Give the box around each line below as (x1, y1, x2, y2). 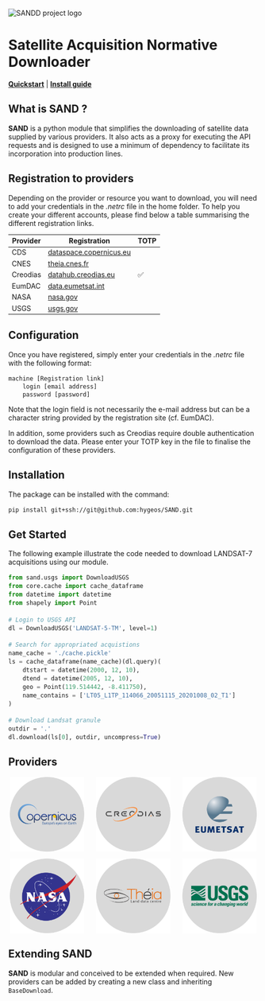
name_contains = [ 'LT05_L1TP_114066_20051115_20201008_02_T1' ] (22, 691, 236, 699)
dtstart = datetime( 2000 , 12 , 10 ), (22, 666, 140, 674)
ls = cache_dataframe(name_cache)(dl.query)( (8, 658, 161, 666)
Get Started (8, 528, 67, 541)
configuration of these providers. (8, 445, 117, 454)
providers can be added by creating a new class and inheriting (8, 976, 213, 986)
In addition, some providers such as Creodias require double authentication (8, 428, 255, 438)
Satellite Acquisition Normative (8, 36, 218, 54)
